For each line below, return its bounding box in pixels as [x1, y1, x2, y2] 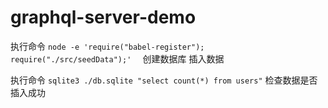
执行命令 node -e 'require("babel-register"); [10, 40, 205, 52]
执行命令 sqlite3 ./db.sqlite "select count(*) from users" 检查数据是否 [10, 74, 318, 86]
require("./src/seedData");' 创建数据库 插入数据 [10, 52, 225, 65]
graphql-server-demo [10, 6, 197, 29]
